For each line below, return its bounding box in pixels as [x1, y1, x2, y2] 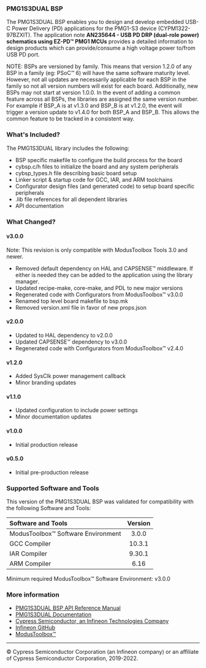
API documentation [15, 202, 64, 210]
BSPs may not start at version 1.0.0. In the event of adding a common [6, 89, 181, 96]
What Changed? [6, 217, 56, 226]
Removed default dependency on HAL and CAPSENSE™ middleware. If [15, 264, 193, 272]
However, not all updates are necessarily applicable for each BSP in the [6, 76, 187, 84]
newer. [6, 253, 23, 260]
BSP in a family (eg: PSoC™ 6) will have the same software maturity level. [6, 69, 190, 77]
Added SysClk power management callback [15, 372, 126, 380]
